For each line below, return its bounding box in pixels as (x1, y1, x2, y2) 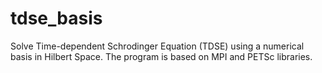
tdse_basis (10, 7, 103, 30)
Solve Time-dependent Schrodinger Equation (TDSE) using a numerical (10, 40, 305, 52)
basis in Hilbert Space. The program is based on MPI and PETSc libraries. (10, 50, 313, 62)
